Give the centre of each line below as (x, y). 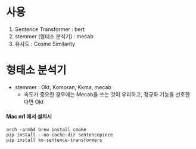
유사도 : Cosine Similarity (45, 44)
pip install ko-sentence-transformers (54, 140)
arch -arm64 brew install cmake (46, 130)
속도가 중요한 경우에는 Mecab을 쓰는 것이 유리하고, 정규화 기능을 (99, 94)
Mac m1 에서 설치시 (29, 117)
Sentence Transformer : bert (50, 29)
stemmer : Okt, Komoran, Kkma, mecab (63, 87)
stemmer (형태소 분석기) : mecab (54, 36)
